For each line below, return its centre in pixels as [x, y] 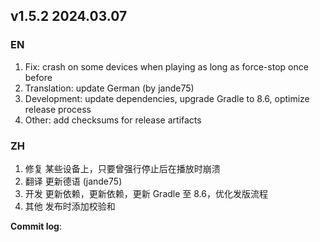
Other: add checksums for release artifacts [113, 120]
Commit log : [36, 226]
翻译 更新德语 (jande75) [73, 181]
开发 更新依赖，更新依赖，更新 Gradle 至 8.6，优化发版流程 [146, 193]
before [38, 77]
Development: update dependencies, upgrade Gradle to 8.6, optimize [167, 98]
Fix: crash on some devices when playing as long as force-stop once [166, 66]
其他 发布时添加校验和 [70, 206]
